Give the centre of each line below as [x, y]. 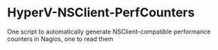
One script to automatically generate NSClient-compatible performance [109, 32]
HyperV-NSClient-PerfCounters [101, 13]
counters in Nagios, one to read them [60, 38]
